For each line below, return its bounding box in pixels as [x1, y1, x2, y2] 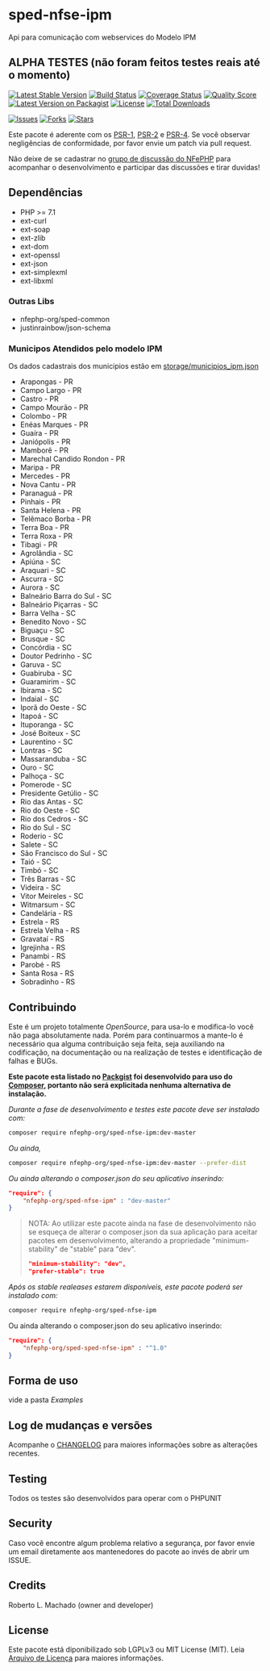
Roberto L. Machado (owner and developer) [8, 1600, 154, 1610]
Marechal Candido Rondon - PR [19, 454, 126, 464]
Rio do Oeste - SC [19, 805, 81, 816]
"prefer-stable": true [27, 1268, 105, 1276]
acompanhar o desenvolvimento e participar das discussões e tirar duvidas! [8, 162, 260, 172]
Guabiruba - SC [19, 668, 73, 679]
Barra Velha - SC [19, 608, 77, 618]
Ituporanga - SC [19, 720, 74, 729]
